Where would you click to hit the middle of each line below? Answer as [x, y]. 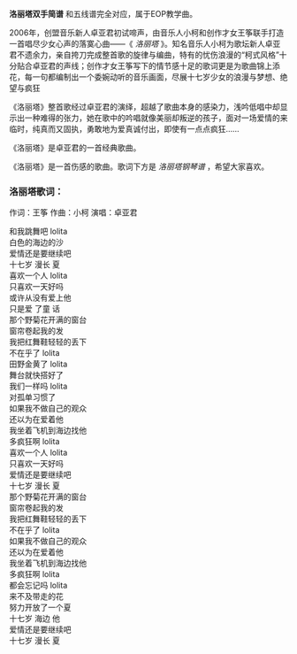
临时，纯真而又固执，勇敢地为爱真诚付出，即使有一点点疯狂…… [125, 129]
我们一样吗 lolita [38, 386]
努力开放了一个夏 [40, 608]
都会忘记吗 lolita [38, 585]
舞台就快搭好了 [36, 375]
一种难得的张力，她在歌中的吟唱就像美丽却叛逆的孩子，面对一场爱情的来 [156, 118]
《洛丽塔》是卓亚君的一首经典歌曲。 [75, 148]
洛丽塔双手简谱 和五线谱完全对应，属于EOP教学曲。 [103, 14]
